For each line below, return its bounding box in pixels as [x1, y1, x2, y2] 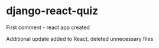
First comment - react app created [6, 24, 90, 31]
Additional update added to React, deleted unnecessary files [6, 35, 154, 42]
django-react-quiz [6, 4, 99, 18]
